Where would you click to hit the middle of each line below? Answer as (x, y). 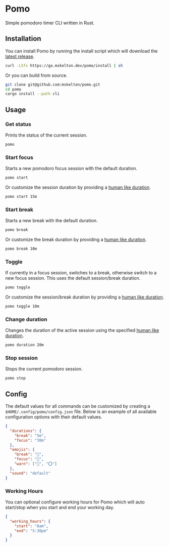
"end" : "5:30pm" (32, 531)
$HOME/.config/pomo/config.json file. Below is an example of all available (81, 412)
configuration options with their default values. (54, 417)
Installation (23, 39)
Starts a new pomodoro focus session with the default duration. (71, 169)
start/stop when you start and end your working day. (60, 507)
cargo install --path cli (32, 94)
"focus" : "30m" (30, 440)
